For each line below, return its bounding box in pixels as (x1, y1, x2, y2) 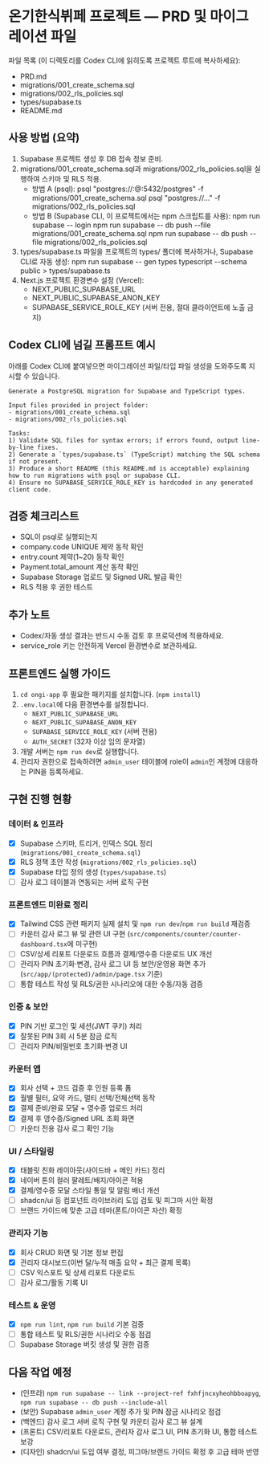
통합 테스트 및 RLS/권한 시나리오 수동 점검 (19, 1330, 152, 1340)
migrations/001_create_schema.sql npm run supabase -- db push (31, 228, 248, 238)
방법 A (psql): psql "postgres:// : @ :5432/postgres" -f (31, 184, 204, 194)
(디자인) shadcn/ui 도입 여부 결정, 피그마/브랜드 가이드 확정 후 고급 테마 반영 (19, 1447, 259, 1457)
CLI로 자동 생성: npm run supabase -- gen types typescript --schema (19, 256, 247, 266)
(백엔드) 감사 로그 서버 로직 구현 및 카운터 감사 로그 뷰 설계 (19, 1417, 203, 1426)
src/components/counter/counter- (129, 931, 242, 939)
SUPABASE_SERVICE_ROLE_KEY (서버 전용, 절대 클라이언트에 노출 (31, 302, 246, 312)
